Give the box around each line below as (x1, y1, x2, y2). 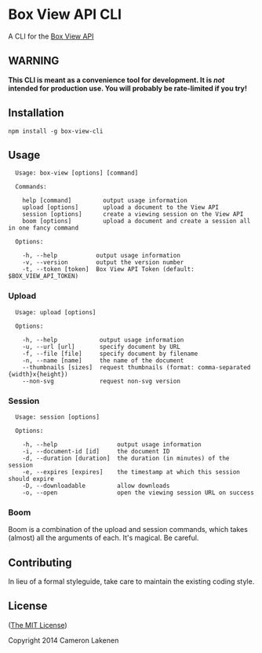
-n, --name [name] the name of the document (22, 356, 184, 365)
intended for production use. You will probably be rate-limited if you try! (8, 83, 247, 93)
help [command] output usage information (22, 196, 188, 205)
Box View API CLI (8, 6, 122, 24)
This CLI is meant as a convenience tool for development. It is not (8, 75, 225, 84)
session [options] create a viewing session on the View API (22, 211, 244, 218)
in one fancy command (8, 224, 79, 233)
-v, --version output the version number (22, 259, 184, 266)
